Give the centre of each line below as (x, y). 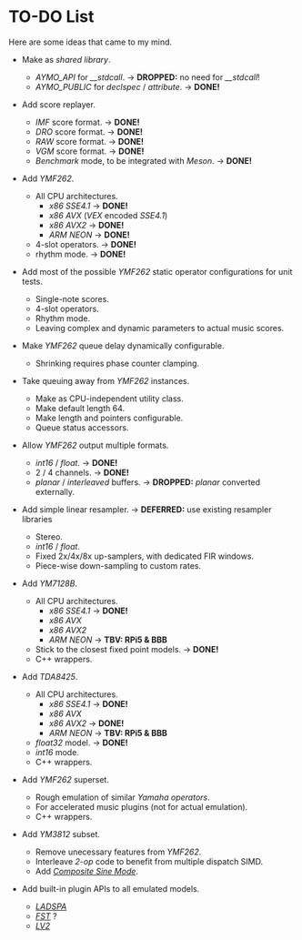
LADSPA (51, 906)
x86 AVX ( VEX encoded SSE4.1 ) (108, 215)
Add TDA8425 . (50, 676)
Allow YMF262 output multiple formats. (95, 445)
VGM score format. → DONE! (90, 151)
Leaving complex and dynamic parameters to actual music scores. (160, 328)
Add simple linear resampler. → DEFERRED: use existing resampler (146, 509)
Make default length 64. (80, 408)
